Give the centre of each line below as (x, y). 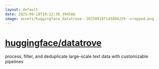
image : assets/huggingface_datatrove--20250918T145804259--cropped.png (79, 19)
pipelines (14, 62)
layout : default (22, 10)
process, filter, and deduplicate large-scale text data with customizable (77, 56)
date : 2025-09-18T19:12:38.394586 (40, 14)
